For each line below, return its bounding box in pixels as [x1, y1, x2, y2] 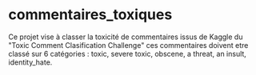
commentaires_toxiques [8, 6, 173, 24]
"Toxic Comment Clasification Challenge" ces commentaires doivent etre [8, 40, 249, 49]
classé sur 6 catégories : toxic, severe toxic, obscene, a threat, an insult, [8, 49, 246, 58]
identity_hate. [8, 57, 53, 67]
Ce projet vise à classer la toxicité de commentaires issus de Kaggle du [8, 32, 243, 41]
